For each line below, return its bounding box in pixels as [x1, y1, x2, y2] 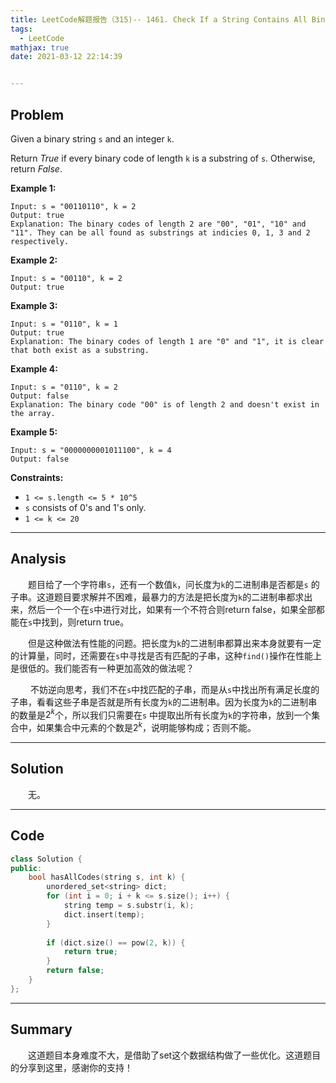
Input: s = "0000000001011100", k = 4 [10, 445, 172, 455]
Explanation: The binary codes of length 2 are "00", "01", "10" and [10, 219, 307, 229]
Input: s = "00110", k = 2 [10, 273, 123, 283]
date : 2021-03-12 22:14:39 [10, 52, 123, 62]
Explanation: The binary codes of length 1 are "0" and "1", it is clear [10, 336, 325, 346]
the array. [10, 408, 56, 418]
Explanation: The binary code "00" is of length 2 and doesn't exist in [10, 399, 320, 410]
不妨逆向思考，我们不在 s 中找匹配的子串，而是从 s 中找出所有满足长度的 [29, 683, 320, 695]
